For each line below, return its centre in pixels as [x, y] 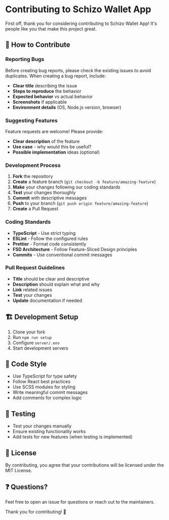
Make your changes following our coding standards [66, 187]
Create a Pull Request [35, 209]
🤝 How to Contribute [38, 45]
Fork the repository [33, 176]
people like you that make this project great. [51, 28]
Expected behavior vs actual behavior [53, 96]
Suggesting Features [32, 120]
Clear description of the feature [46, 141]
